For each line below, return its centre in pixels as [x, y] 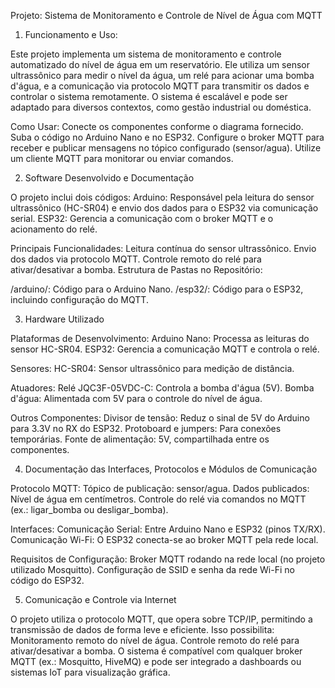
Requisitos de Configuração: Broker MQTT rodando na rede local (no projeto [168, 559]
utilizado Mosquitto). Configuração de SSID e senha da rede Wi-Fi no [152, 569]
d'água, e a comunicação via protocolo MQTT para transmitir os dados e [160, 86]
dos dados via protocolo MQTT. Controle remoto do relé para [136, 259]
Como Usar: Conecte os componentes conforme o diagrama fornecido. [157, 126]
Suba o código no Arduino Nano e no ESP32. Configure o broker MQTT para [167, 137]
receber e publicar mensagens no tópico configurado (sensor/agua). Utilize [166, 148]
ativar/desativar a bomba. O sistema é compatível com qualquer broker [156, 651]
